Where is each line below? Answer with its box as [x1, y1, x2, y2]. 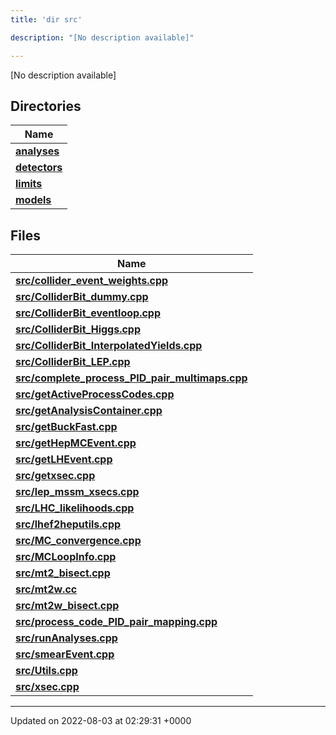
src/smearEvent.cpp [15, 647, 115, 661]
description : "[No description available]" [10, 32, 195, 43]
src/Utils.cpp [15, 664, 78, 678]
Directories [10, 97, 82, 115]
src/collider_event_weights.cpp [15, 274, 169, 288]
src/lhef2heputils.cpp [15, 517, 122, 531]
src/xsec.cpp [15, 680, 80, 694]
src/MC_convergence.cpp [15, 534, 142, 548]
